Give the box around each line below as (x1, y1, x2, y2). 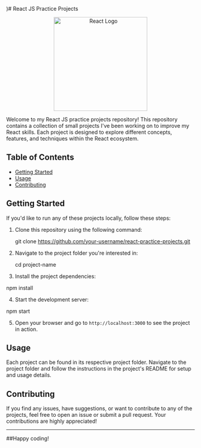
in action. (14, 325, 38, 333)
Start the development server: (14, 295, 89, 303)
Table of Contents (6, 153, 75, 163)
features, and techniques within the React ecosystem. (6, 135, 139, 142)
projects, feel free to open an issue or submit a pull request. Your (6, 411, 166, 419)
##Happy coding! (6, 435, 49, 442)
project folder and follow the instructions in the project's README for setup (6, 365, 191, 372)
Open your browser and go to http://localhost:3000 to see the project (14, 319, 190, 326)
